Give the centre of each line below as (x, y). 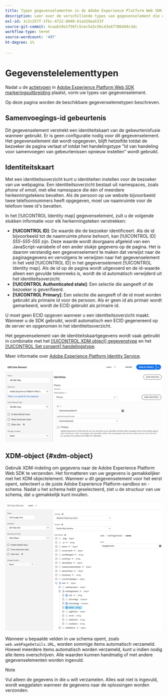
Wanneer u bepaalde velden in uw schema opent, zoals (62, 639)
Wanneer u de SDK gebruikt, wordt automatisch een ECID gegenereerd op (82, 321)
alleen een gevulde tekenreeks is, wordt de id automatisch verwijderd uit (87, 273)
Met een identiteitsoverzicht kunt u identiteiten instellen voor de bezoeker (81, 179)
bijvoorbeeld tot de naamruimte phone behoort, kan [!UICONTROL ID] (84, 236)
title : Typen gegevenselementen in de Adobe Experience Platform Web (79, 11)
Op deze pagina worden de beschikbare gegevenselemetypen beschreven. (83, 102)
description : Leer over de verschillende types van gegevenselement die (82, 16)
